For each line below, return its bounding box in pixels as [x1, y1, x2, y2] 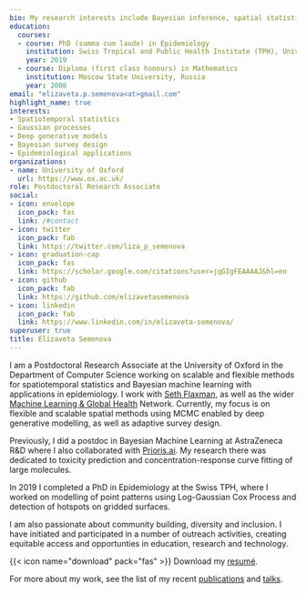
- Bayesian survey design [9, 140, 107, 149]
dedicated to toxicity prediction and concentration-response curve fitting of [9, 454, 293, 465]
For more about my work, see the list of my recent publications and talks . [9, 573, 284, 584]
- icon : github [9, 276, 67, 285]
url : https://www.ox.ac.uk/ [17, 174, 125, 183]
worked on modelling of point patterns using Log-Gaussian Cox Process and [9, 491, 297, 502]
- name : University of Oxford [9, 166, 125, 175]
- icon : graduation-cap [9, 250, 100, 259]
